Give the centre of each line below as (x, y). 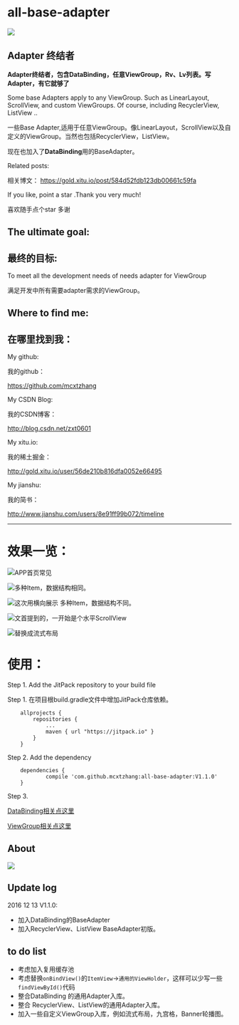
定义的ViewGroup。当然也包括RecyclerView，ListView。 (90, 136)
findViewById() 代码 (47, 987)
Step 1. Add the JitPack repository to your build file (82, 685)
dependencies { (43, 771)
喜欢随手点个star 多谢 (39, 209)
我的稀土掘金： (29, 457)
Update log (32, 888)
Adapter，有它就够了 (38, 83)
